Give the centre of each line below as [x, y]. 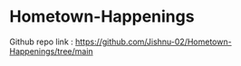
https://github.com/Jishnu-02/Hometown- [154, 42]
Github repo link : [42, 42]
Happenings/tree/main [51, 51]
